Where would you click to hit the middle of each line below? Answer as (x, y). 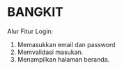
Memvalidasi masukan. (50, 52)
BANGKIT (36, 12)
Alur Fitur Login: (30, 31)
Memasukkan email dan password (67, 44)
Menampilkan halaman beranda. (63, 59)
